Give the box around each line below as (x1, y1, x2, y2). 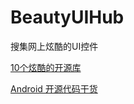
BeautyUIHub (10, 6, 125, 29)
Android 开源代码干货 (10, 82, 98, 95)
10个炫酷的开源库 (10, 61, 82, 73)
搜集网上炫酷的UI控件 (10, 40, 99, 52)
